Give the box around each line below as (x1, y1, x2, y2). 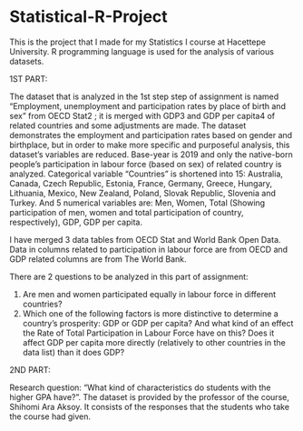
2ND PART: (9, 364, 52, 375)
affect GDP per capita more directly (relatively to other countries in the (22, 336, 286, 347)
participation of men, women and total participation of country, (9, 206, 244, 217)
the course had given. (9, 411, 92, 422)
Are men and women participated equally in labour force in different (22, 288, 277, 299)
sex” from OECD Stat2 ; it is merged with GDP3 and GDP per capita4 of (9, 110, 276, 121)
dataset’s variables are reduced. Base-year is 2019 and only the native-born (9, 148, 293, 160)
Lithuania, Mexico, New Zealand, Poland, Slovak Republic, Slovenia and (9, 187, 277, 198)
